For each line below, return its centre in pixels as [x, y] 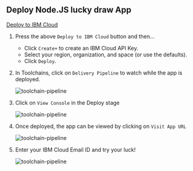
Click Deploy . [40, 61]
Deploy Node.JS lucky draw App [69, 10]
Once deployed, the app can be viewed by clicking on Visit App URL [101, 126]
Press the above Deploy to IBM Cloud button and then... [85, 36]
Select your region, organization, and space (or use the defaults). [106, 55]
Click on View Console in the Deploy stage [67, 102]
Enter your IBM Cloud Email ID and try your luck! [75, 149]
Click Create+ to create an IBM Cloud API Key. [81, 48]
